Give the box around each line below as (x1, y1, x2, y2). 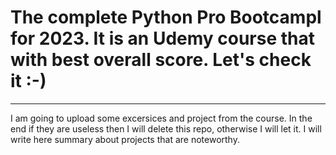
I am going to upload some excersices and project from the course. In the (10, 112, 313, 124)
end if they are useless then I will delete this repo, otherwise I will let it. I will (10, 122, 322, 135)
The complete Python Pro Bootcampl (10, 6, 322, 29)
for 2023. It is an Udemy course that (10, 27, 316, 50)
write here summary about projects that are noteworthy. (10, 133, 240, 145)
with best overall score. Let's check (10, 49, 312, 71)
